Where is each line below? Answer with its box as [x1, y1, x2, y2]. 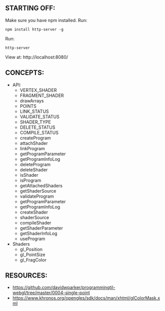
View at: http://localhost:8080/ [5, 54, 68, 60]
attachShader [19, 140, 48, 146]
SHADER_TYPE [19, 119, 51, 125]
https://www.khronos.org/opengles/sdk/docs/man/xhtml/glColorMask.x [12, 295, 160, 301]
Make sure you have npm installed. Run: [5, 17, 87, 23]
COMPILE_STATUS [19, 129, 59, 135]
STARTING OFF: [5, 4, 55, 12]
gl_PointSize [19, 252, 45, 258]
